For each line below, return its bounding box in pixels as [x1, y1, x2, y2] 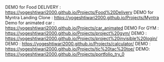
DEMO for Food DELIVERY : [5, 4, 61, 10]
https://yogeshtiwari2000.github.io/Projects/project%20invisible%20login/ [5, 35, 158, 41]
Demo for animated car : [5, 20, 55, 26]
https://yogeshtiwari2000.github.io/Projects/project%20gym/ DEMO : [5, 31, 147, 36]
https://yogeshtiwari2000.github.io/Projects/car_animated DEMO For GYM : [5, 25, 159, 31]
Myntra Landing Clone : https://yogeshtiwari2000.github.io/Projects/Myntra [5, 15, 160, 20]
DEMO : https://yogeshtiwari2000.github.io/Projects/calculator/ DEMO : [5, 41, 151, 46]
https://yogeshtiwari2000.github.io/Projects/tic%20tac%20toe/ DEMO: [5, 46, 150, 52]
